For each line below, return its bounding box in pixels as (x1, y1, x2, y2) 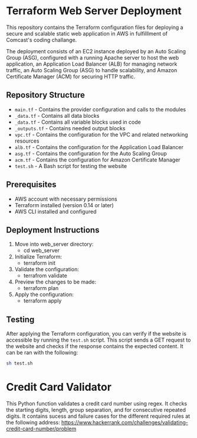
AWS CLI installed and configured (14, 208, 97, 215)
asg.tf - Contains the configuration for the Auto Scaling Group (14, 150, 167, 157)
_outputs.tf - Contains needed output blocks (14, 124, 126, 131)
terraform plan (23, 285, 59, 292)
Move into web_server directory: (14, 241, 94, 248)
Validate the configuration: (14, 266, 80, 273)
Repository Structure (6, 90, 86, 100)
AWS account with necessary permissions (14, 195, 117, 202)
